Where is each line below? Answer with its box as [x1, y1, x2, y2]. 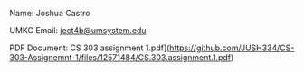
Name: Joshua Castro [9, 8, 90, 18]
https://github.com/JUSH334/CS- [168, 42, 295, 53]
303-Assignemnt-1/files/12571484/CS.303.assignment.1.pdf [9, 52, 232, 62]
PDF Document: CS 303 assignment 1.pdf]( [9, 42, 170, 53]
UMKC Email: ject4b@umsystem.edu [9, 25, 147, 35]
